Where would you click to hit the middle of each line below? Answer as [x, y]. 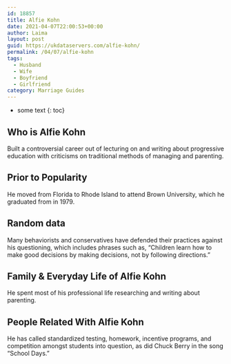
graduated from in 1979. [41, 202]
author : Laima [28, 33]
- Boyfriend [31, 78]
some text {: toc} [41, 111]
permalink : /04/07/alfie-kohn [51, 52]
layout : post [26, 39]
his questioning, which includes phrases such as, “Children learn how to [110, 247]
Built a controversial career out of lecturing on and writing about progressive [116, 149]
